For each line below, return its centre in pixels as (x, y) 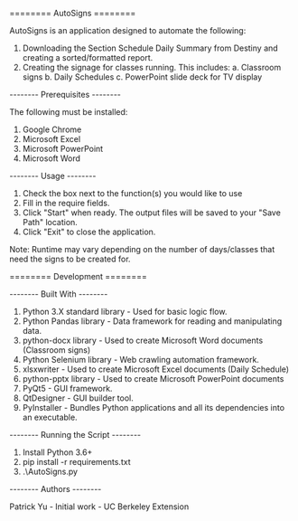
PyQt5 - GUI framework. (67, 388)
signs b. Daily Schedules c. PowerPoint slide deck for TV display (142, 77)
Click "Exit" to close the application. (89, 232)
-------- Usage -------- (53, 176)
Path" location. (50, 222)
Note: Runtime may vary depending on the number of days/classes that (142, 249)
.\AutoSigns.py (50, 471)
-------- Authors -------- (56, 489)
